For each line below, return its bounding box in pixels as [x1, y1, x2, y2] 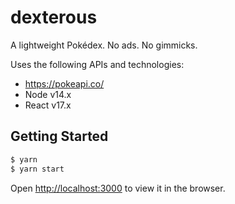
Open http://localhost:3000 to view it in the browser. [10, 182, 226, 194]
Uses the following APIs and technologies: [10, 58, 185, 70]
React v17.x [24, 99, 72, 111]
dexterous [10, 6, 98, 29]
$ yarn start [10, 164, 65, 174]
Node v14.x [24, 88, 72, 100]
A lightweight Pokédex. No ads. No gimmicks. [10, 39, 198, 51]
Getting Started [10, 128, 109, 145]
